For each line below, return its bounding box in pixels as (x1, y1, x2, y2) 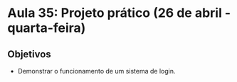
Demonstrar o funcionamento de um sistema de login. (17, 67, 176, 75)
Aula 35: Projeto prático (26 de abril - (7, 5, 231, 21)
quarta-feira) (7, 20, 86, 36)
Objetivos (7, 48, 51, 60)
